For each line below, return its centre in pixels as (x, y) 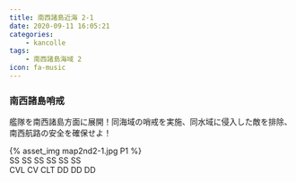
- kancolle (46, 43)
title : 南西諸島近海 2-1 (52, 17)
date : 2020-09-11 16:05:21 (60, 26)
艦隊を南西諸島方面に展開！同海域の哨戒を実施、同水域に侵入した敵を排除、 (151, 122)
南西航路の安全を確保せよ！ (61, 133)
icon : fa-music (38, 68)
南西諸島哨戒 (37, 100)
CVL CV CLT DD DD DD (52, 170)
